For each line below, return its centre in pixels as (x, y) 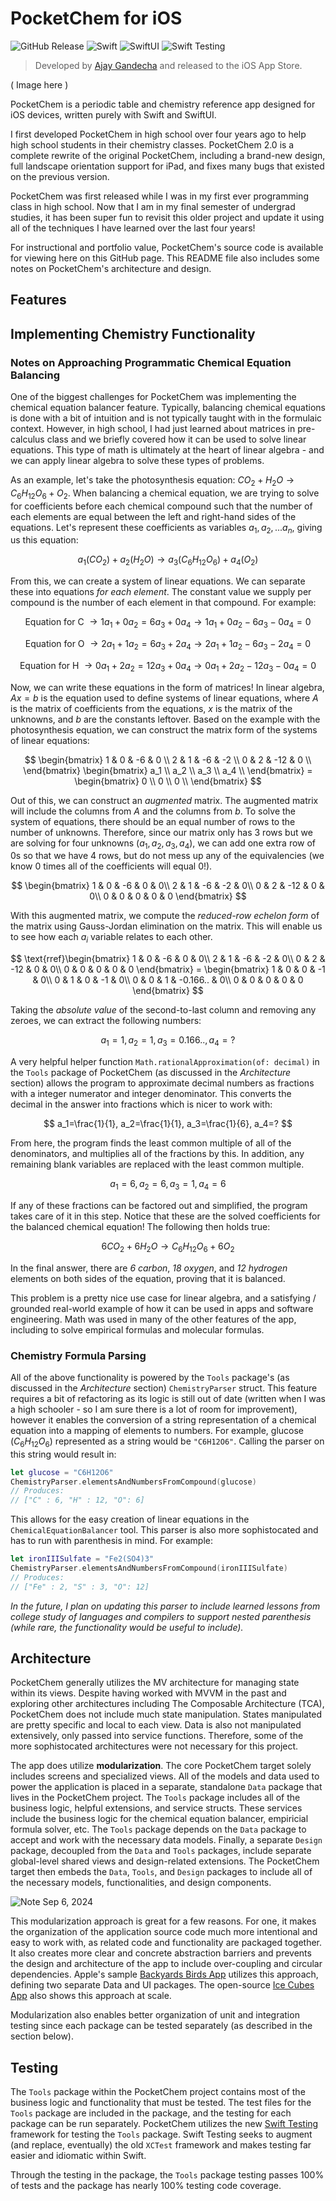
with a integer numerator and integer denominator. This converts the (151, 1093)
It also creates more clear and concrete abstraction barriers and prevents (161, 1953)
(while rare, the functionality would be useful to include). (127, 1627)
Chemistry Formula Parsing (78, 1355)
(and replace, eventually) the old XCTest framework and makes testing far (161, 2145)
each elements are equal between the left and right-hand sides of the (153, 516)
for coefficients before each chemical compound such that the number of (161, 506)
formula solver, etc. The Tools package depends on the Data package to (158, 1829)
